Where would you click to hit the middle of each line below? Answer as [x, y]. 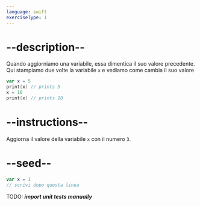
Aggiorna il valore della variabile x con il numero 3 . [69, 139]
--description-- [46, 47]
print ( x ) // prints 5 [33, 87]
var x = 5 [19, 81]
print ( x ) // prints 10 [35, 98]
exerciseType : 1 [27, 17]
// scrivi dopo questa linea [43, 185]
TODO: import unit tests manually [49, 196]
